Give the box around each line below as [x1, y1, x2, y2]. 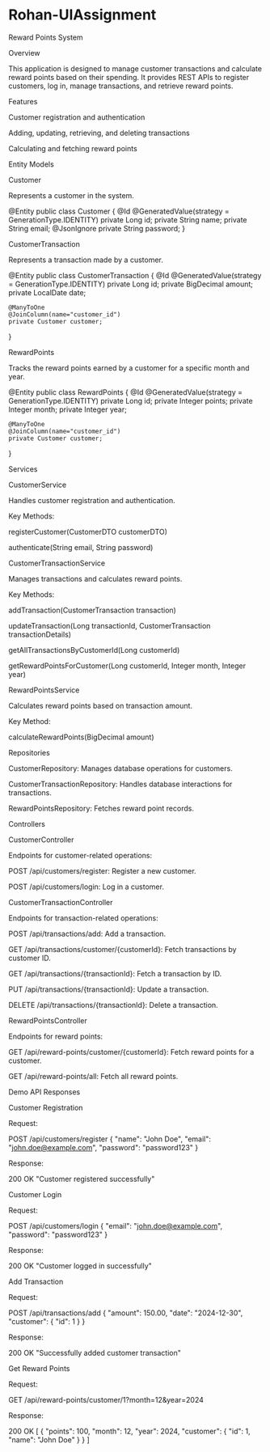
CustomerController [8, 835, 74, 845]
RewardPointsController [8, 1015, 87, 1025]
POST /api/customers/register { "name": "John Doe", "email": [8, 1134, 212, 1144]
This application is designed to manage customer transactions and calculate [8, 63, 263, 74]
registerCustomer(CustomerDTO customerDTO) [8, 527, 168, 536]
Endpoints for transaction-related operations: [8, 912, 159, 923]
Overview [8, 48, 40, 57]
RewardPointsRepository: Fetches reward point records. [8, 803, 194, 813]
